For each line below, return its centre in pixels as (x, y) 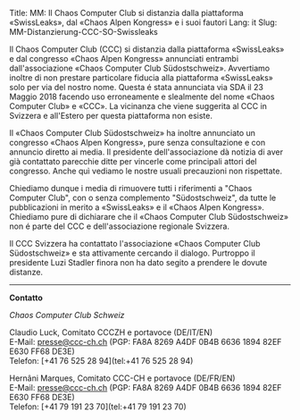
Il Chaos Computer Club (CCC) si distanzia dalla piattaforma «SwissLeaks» (147, 49)
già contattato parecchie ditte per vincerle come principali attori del (133, 161)
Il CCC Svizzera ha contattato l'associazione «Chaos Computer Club (135, 244)
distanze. (26, 272)
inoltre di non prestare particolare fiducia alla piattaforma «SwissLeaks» (142, 78)
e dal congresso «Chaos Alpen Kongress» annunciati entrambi (124, 59)
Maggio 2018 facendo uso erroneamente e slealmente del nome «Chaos (142, 97)
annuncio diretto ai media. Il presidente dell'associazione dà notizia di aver (146, 152)
